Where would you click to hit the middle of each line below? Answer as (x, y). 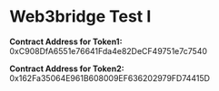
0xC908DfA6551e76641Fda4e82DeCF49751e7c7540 (108, 50)
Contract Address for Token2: (67, 68)
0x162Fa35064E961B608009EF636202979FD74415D (110, 77)
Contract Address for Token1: (66, 41)
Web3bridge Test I (80, 17)
